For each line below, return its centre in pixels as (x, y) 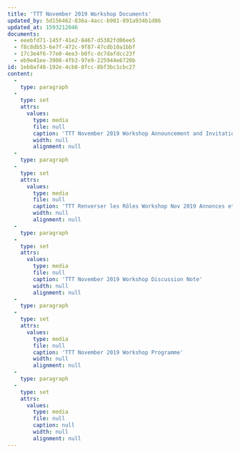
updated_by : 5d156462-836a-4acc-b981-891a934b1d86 (84, 21)
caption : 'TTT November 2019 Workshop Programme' (108, 352)
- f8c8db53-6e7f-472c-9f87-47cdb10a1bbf (75, 47)
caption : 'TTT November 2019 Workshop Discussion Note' (118, 279)
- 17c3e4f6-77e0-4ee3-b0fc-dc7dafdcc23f (75, 54)
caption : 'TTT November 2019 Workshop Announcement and (118, 133)
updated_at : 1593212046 (43, 27)
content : (20, 73)
